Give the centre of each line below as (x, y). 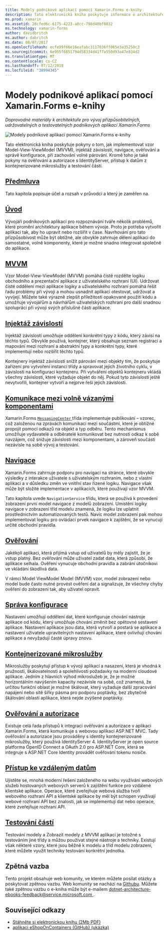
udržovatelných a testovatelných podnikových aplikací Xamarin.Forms (78, 125)
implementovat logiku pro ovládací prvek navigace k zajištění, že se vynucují (84, 520)
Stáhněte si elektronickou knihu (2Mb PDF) (56, 922)
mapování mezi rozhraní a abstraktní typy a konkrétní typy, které (71, 346)
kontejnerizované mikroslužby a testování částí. (54, 165)
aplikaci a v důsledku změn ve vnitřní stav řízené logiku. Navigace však (78, 483)
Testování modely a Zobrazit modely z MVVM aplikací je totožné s (73, 834)
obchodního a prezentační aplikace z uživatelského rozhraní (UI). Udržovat (82, 281)
